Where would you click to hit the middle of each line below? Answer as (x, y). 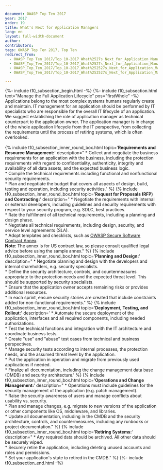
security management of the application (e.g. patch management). (71, 390)
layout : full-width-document (34, 36)
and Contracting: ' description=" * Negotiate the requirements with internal (80, 199)
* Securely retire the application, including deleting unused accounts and (78, 447)
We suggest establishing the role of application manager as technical (74, 117)
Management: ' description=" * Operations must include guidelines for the (79, 385)
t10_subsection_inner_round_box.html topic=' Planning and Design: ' (73, 256)
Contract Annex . (21, 241)
